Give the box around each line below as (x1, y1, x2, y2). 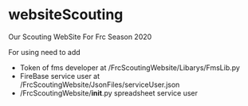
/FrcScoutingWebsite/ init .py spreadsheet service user (19, 88, 198, 97)
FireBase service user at (19, 71, 100, 80)
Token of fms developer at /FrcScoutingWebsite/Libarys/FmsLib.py (19, 62, 241, 73)
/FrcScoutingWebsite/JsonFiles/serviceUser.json (19, 80, 180, 89)
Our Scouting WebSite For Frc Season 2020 (8, 32, 152, 41)
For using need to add (8, 47, 81, 57)
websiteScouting (8, 6, 124, 24)
